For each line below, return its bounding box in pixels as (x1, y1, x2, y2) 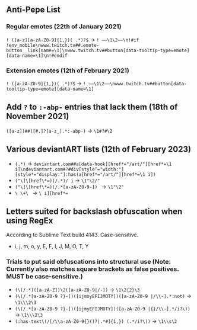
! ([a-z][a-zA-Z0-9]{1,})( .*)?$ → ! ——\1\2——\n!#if (6, 36, 139, 43)
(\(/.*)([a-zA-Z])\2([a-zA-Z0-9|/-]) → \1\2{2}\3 (14, 286, 141, 293)
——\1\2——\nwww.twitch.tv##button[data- (88, 81, 187, 86)
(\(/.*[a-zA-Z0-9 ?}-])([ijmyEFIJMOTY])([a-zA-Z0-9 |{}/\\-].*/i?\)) (14, 306, 191, 312)
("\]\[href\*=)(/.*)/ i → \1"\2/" (14, 177, 100, 184)
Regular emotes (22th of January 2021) (6, 23, 122, 31)
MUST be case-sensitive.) (6, 273, 83, 281)
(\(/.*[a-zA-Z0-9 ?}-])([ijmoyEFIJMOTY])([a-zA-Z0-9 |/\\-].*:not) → (14, 292, 192, 299)
